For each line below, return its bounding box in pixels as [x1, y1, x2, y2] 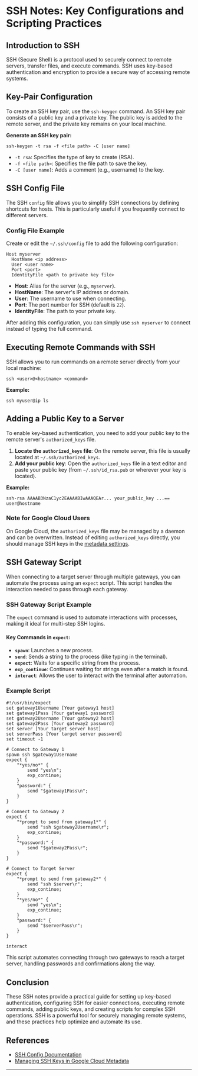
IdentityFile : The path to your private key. [14, 307, 116, 314]
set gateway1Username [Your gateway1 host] [6, 705, 115, 711]
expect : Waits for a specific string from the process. [14, 659, 140, 666]
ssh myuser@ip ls [6, 398, 49, 404]
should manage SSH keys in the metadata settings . [6, 540, 130, 547]
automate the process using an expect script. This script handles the [6, 579, 172, 587]
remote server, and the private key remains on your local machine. [6, 120, 167, 127]
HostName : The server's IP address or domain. [14, 288, 130, 295]
